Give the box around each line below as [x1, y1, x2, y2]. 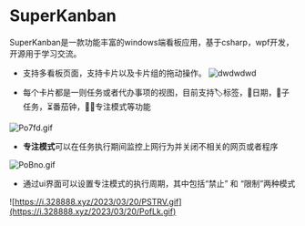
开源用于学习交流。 [9, 47, 82, 59]
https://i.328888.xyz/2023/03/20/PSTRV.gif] [15, 196, 182, 207]
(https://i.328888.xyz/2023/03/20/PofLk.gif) [9, 206, 177, 217]
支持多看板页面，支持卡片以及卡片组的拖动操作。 [22, 67, 207, 78]
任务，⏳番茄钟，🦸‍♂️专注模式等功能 [22, 101, 152, 112]
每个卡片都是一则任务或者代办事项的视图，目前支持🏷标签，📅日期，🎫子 [22, 87, 290, 98]
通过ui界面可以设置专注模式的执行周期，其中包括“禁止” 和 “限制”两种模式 [22, 178, 296, 189]
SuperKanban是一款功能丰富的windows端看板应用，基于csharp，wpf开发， [9, 36, 294, 47]
